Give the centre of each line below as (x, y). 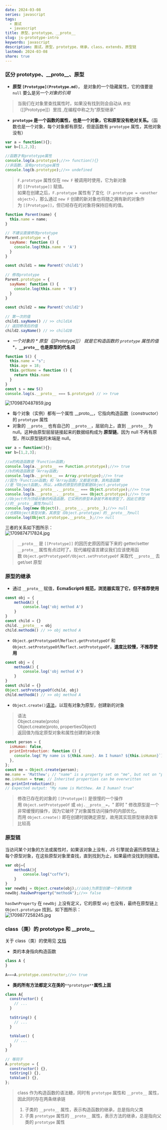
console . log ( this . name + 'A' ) (45, 247)
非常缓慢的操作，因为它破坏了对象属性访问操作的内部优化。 (78, 811)
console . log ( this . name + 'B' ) (45, 289)
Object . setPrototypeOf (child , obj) (42, 690)
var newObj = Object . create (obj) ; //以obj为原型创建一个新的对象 (69, 889)
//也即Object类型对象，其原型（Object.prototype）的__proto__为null (72, 513)
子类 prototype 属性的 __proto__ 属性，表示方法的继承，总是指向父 (93, 1116)
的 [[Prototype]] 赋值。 (42, 186)
